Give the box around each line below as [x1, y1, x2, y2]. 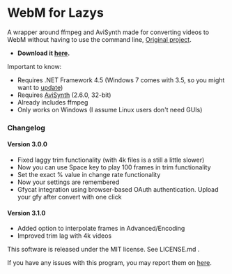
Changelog [7, 123, 45, 132]
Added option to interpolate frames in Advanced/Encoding [17, 224, 185, 233]
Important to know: [7, 62, 62, 70]
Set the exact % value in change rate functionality [17, 171, 161, 179]
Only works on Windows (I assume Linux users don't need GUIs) [17, 105, 203, 114]
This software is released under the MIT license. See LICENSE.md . [7, 245, 200, 254]
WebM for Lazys [7, 5, 105, 21]
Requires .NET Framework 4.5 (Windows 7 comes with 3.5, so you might [17, 75, 225, 84]
